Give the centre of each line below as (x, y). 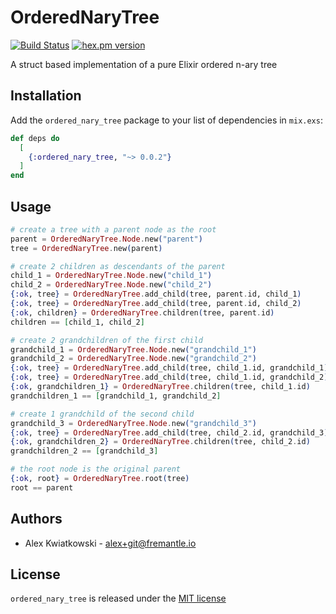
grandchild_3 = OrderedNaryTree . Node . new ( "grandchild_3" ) (133, 423)
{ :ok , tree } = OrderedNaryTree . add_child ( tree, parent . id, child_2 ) (156, 304)
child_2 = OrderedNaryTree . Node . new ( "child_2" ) (111, 285)
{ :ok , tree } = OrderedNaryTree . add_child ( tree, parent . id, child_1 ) (156, 294)
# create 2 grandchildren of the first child (106, 340)
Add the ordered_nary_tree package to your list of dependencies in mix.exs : (166, 120)
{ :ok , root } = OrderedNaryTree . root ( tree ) (100, 479)
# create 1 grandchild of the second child (102, 414)
